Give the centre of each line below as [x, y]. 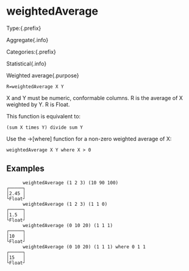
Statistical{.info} [27, 63]
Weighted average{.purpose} [43, 75]
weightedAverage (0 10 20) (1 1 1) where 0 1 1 [84, 247]
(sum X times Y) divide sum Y [45, 127]
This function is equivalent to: [44, 116]
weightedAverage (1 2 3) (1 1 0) [65, 204]
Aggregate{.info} [27, 40]
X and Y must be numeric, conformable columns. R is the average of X [94, 98]
